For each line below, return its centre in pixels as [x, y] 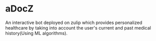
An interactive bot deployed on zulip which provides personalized [74, 22]
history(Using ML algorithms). [36, 33]
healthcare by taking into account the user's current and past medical [78, 27]
